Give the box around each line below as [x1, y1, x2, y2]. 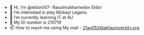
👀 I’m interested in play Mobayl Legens [9, 9, 87, 15]
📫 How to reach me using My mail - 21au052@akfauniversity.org [9, 25, 140, 30]
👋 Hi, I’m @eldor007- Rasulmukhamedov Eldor [9, 5, 102, 10]
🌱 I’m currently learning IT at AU [9, 15, 73, 20]
